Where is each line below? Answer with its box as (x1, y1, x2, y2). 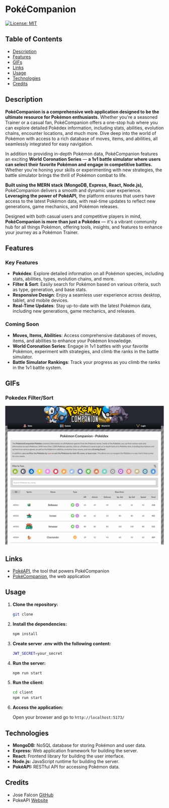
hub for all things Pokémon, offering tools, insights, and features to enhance (5, 224, 162, 230)
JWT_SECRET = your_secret (12, 651, 63, 656)
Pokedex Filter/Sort (5, 394, 54, 401)
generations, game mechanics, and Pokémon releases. (5, 203, 119, 209)
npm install (12, 631, 38, 636)
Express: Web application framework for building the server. (12, 747, 138, 753)
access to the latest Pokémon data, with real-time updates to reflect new (5, 198, 156, 204)
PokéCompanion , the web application (12, 574, 91, 580)
